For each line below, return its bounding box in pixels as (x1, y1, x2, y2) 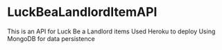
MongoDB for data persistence (7, 34, 95, 42)
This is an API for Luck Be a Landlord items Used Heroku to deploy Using (7, 27, 216, 35)
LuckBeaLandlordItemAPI (7, 4, 157, 20)
